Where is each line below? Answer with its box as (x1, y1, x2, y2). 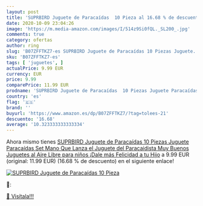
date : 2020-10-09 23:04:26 (6, 20, 74, 26)
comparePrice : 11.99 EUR (6, 82, 69, 88)
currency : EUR (6, 71, 42, 77)
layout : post (6, 8, 39, 15)
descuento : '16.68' (6, 116, 56, 122)
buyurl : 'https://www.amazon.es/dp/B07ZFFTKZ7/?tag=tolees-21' (6, 110, 169, 116)
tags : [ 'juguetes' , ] (6, 59, 63, 65)
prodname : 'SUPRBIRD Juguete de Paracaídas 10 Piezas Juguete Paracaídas (6, 88, 199, 94)
